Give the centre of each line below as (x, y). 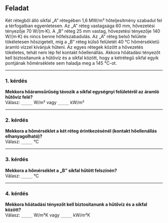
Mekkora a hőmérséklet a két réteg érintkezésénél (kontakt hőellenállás (81, 131)
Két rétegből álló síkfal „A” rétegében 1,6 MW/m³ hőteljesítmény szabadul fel (84, 20)
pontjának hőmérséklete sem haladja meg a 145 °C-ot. (61, 63)
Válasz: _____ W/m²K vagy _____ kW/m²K (48, 215)
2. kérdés (17, 120)
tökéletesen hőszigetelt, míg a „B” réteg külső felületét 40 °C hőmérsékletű (82, 42)
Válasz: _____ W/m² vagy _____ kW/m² (45, 102)
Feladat (17, 8)
